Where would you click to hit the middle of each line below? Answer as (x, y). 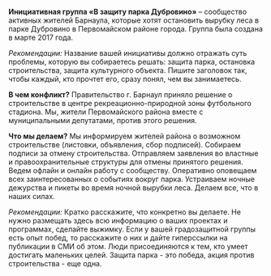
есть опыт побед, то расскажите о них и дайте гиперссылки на (118, 238)
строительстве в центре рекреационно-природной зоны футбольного (130, 103)
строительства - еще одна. (56, 263)
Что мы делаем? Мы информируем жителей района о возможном (125, 136)
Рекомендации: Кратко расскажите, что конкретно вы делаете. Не (125, 212)
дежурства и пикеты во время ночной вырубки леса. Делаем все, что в (133, 188)
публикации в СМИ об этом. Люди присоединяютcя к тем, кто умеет (129, 246)
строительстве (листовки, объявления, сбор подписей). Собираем (125, 144)
